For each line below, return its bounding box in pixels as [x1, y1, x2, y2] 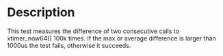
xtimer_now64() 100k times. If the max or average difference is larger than [7, 34, 217, 42]
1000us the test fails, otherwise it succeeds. [7, 41, 131, 49]
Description [7, 5, 75, 20]
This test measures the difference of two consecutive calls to [7, 27, 180, 35]
